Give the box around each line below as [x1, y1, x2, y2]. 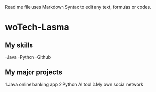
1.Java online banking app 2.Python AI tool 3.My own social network [5, 81, 144, 87]
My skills [5, 41, 33, 49]
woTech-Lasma [5, 22, 70, 32]
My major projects [5, 68, 62, 77]
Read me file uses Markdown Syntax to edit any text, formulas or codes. [5, 4, 151, 10]
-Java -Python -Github [5, 54, 51, 60]
